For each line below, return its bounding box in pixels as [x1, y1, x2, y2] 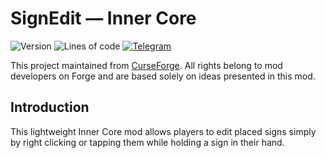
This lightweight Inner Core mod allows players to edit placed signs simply [10, 125, 317, 137]
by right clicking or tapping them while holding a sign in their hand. [10, 136, 285, 148]
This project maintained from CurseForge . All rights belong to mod [10, 59, 283, 71]
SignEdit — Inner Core [10, 7, 197, 30]
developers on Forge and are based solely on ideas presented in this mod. [10, 70, 316, 82]
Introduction [10, 99, 90, 116]
